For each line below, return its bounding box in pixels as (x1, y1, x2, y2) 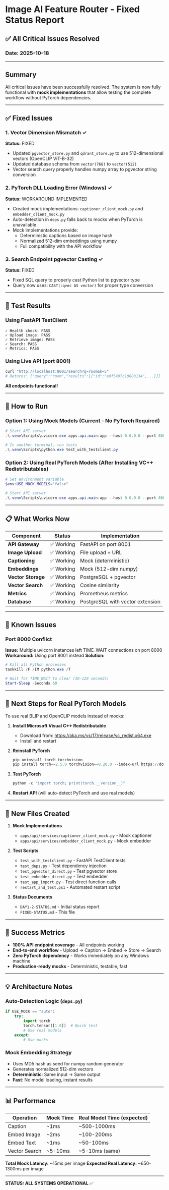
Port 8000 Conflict (5, 636, 52, 643)
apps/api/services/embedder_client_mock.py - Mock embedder (20, 837, 151, 843)
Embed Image (8, 1131, 41, 1138)
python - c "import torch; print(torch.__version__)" (12, 781, 126, 786)
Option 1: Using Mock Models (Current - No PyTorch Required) (5, 417, 160, 424)
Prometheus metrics (80, 590, 128, 597)
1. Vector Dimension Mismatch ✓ (5, 129, 87, 136)
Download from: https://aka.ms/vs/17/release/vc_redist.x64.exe (20, 732, 152, 739)
